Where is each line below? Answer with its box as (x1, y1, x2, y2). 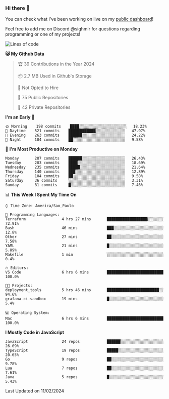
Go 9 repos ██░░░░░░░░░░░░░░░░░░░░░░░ (5, 357, 164, 362)
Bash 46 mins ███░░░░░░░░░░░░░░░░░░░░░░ (5, 225, 164, 231)
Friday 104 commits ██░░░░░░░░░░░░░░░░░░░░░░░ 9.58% (5, 174, 143, 179)
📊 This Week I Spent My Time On (5, 192, 77, 198)
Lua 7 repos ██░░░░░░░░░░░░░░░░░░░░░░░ (5, 366, 164, 371)
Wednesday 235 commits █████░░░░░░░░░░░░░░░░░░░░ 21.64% (5, 165, 145, 170)
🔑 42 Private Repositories (17, 104, 71, 110)
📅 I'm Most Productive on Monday (5, 146, 78, 152)
